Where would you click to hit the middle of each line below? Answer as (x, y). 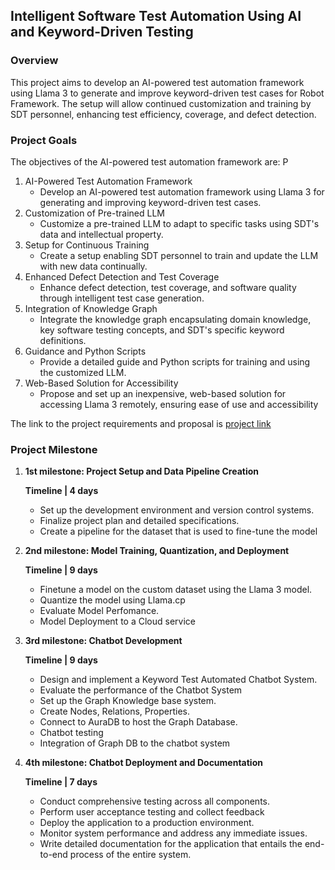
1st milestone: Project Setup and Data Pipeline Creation (141, 471)
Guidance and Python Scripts (85, 351)
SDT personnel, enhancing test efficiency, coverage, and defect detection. (163, 114)
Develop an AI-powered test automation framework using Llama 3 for (182, 191)
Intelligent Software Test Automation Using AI (156, 16)
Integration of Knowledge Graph (91, 308)
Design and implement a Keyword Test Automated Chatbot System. (178, 680)
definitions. (63, 340)
